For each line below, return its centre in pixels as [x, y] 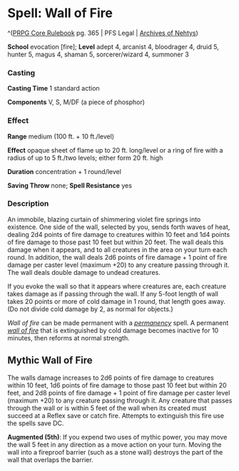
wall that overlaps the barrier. [51, 460]
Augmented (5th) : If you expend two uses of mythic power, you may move [117, 437]
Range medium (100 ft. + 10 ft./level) [61, 136]
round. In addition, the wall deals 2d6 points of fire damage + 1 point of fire [117, 257]
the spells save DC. [36, 423]
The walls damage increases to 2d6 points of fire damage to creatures [111, 378]
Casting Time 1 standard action [54, 88]
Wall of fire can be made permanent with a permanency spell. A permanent [118, 323]
